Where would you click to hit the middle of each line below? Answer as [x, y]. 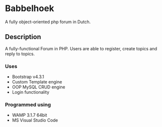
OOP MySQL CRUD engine [38, 87]
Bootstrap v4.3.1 [28, 77]
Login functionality [31, 92]
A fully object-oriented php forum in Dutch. [48, 22]
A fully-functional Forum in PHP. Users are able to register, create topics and [81, 48]
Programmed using [28, 104]
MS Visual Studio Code [35, 120]
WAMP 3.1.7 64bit [29, 115]
